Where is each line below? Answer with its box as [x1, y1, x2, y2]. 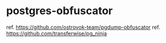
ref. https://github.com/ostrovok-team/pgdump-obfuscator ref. [6, 24, 161, 31]
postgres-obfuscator [6, 4, 113, 18]
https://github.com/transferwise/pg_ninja [6, 29, 107, 37]
